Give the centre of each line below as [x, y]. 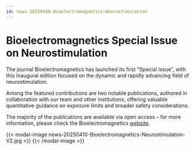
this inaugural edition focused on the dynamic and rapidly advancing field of [98, 75]
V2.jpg [14, 141]
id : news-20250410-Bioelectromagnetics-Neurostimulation [77, 11]
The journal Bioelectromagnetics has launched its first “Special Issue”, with [96, 69]
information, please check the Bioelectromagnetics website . [78, 123]
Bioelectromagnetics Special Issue [92, 40]
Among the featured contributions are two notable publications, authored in [97, 93]
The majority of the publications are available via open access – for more [93, 117]
